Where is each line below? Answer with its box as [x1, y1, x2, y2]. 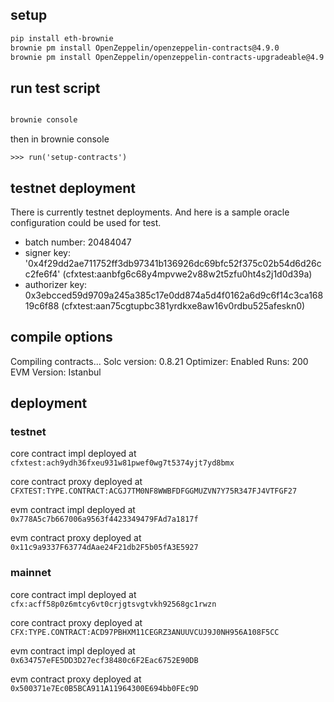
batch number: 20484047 [24, 236, 132, 248]
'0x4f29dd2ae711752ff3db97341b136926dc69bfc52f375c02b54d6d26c [24, 257, 322, 269]
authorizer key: [24, 278, 88, 290]
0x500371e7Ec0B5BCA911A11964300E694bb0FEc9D [10, 683, 199, 693]
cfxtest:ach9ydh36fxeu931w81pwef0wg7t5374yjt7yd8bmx [10, 458, 235, 468]
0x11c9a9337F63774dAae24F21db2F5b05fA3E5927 [10, 543, 199, 553]
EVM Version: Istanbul [10, 366, 102, 378]
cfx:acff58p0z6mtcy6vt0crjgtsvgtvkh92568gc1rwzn [10, 599, 217, 609]
